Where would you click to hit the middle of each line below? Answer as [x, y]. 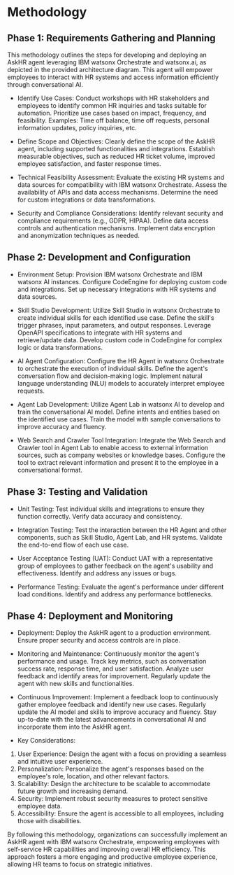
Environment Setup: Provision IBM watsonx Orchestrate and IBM [110, 274]
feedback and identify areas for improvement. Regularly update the [114, 676]
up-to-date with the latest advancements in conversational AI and [111, 720]
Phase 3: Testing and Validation [78, 492]
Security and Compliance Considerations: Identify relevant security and [120, 213]
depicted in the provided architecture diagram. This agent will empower [110, 70]
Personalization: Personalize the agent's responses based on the [111, 769]
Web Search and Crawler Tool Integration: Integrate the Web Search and [121, 440]
